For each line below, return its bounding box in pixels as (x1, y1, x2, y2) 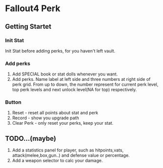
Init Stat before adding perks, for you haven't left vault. (5, 48, 116, 54)
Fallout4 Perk (5, 3, 61, 14)
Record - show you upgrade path (12, 115, 79, 121)
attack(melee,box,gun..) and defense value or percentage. (12, 152, 130, 158)
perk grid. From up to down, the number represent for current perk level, (12, 81, 159, 88)
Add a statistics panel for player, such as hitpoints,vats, (12, 147, 124, 153)
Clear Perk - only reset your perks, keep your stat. (12, 120, 114, 126)
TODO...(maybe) (5, 134, 56, 143)
